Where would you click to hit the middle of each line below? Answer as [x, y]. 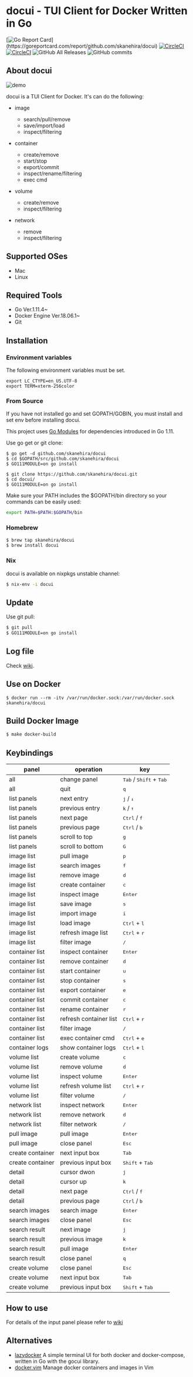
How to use [27, 1308]
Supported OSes [37, 257]
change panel [79, 779]
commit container [84, 1000]
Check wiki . [20, 666]
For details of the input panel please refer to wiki [65, 1322]
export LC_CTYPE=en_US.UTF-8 [42, 381]
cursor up [73, 1182]
